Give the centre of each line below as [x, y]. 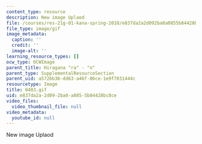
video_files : [23, 101]
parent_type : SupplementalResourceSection [60, 73]
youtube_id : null [33, 118]
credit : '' [25, 46]
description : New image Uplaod [45, 17]
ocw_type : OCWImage [31, 62]
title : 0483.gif [26, 90]
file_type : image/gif [33, 28]
